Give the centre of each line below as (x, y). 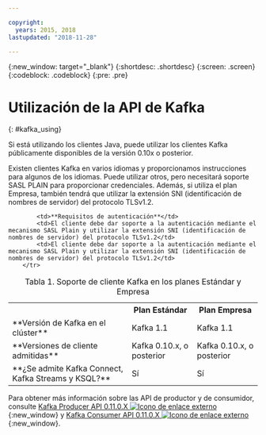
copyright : (26, 22)
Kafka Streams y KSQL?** (61, 379)
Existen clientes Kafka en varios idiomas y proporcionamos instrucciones (127, 168)
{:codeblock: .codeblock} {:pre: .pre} (68, 75)
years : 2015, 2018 (46, 30)
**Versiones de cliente (55, 346)
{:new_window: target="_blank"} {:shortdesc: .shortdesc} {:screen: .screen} (132, 67)
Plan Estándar (160, 310)
